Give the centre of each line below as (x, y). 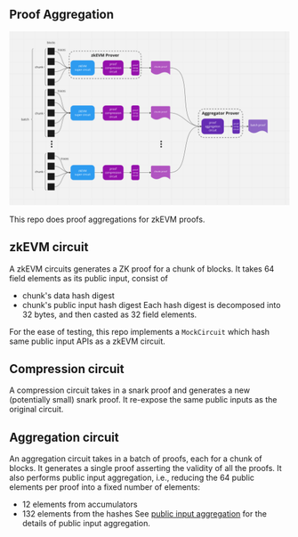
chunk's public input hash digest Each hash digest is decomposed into (151, 305)
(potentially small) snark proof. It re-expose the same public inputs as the (143, 400)
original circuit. (36, 410)
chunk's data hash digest (68, 295)
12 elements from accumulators (80, 504)
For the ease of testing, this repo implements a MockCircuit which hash (139, 331)
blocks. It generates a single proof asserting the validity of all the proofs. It (145, 468)
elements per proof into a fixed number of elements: (105, 487)
